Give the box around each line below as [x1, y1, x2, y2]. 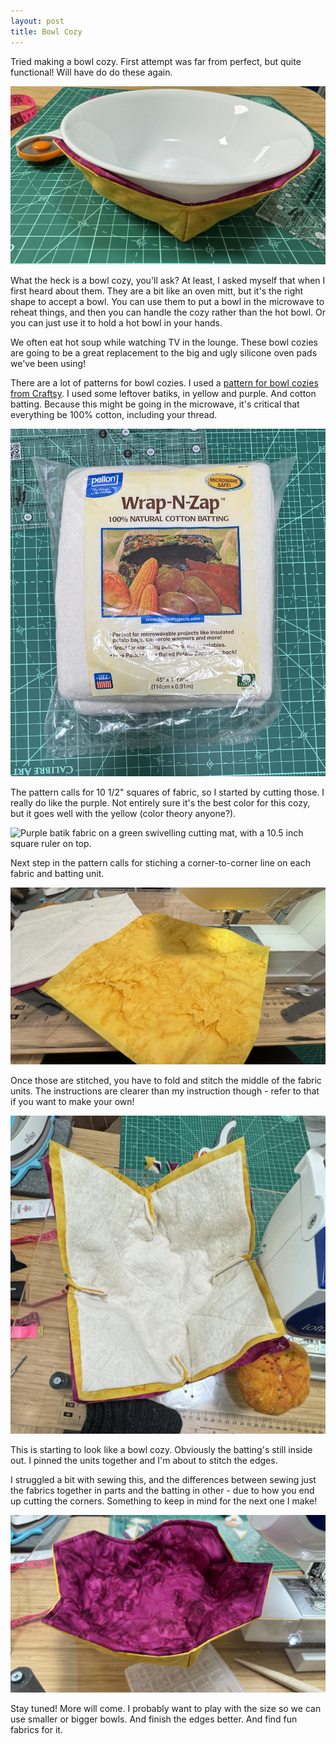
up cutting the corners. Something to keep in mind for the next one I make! [10, 1495, 318, 1507]
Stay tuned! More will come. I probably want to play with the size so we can [10, 1702, 322, 1714]
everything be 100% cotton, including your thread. [10, 409, 218, 421]
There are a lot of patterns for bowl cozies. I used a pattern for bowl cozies [10, 377, 319, 389]
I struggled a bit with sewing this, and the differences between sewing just [10, 1474, 317, 1486]
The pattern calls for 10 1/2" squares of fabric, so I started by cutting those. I [10, 786, 325, 798]
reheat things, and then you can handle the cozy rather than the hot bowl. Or [10, 306, 327, 319]
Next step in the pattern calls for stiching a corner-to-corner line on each [10, 856, 311, 869]
